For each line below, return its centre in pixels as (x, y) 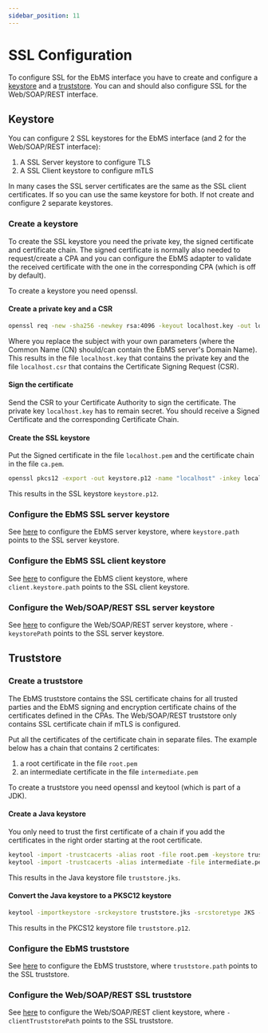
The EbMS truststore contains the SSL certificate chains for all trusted (123, 698)
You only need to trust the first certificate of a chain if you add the (117, 831)
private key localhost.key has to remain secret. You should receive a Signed (134, 411)
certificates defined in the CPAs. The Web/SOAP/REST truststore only (122, 716)
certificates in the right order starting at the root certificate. (105, 840)
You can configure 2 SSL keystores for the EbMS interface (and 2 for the (127, 138)
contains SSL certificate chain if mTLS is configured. (95, 723)
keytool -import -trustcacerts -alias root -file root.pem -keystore (126, 854)
